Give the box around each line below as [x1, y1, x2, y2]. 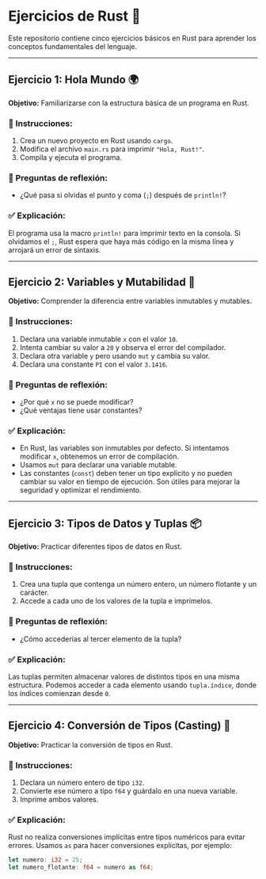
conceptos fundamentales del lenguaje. [8, 41, 138, 51]
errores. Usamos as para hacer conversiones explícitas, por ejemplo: [8, 841, 232, 850]
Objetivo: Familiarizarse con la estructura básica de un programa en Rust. [8, 98, 249, 108]
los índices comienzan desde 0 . [8, 689, 111, 698]
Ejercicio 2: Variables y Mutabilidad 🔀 [8, 276, 196, 289]
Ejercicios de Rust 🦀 [8, 7, 141, 25]
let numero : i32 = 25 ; [8, 856, 83, 864]
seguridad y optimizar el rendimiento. [19, 485, 142, 495]
